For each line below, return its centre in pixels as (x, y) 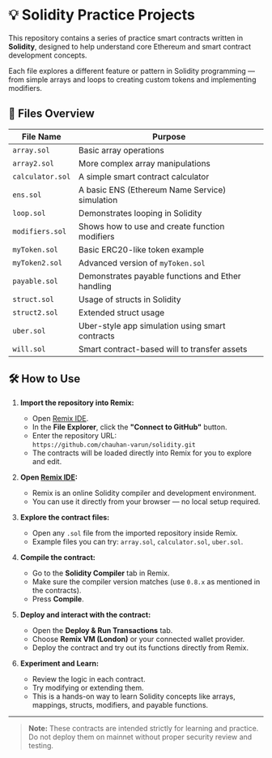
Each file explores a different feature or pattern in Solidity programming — (132, 71)
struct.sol (33, 299)
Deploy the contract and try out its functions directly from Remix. (140, 648)
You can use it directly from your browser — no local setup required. (146, 502)
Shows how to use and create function (151, 226)
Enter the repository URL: (74, 435)
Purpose (169, 136)
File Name (42, 136)
